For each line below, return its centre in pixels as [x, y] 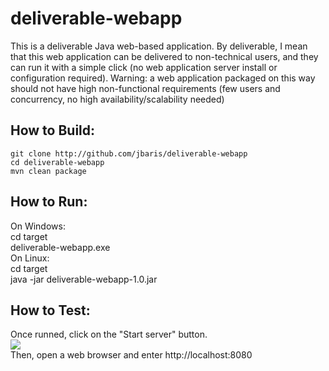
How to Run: [49, 202]
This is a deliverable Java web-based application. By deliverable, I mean [159, 46]
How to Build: [53, 130]
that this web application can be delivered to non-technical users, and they [164, 56]
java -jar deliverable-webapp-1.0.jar [84, 279]
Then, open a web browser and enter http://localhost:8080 [131, 355]
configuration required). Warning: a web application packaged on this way [163, 78]
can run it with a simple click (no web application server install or [144, 67]
